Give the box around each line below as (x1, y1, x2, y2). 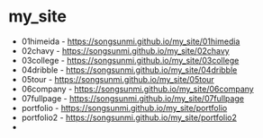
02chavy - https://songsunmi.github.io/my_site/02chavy (21, 45, 231, 56)
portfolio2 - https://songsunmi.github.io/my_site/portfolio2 (21, 112, 238, 123)
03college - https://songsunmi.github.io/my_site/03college (21, 55, 240, 65)
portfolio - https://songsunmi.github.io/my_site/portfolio (21, 102, 228, 113)
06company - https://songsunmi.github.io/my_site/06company (21, 83, 254, 94)
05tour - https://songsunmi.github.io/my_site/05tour (21, 73, 215, 84)
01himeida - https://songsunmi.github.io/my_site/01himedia (21, 36, 240, 47)
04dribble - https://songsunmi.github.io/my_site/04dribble (21, 65, 238, 75)
